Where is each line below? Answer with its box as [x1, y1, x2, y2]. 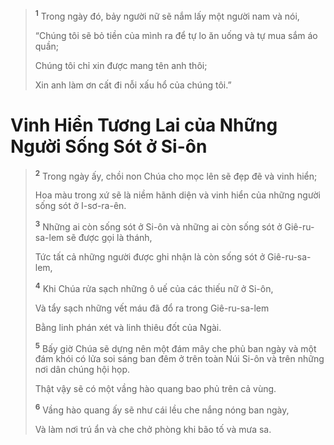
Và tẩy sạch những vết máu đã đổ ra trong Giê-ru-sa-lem [34, 302, 270, 314]
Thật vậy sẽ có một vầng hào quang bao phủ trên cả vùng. [34, 383, 277, 395]
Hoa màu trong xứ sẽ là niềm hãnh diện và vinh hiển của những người [34, 189, 321, 201]
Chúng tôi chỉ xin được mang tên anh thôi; [34, 59, 208, 71]
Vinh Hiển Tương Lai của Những [10, 114, 278, 136]
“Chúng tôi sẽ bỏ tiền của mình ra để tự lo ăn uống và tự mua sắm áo [34, 29, 318, 41]
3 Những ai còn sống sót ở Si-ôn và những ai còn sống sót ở [34, 219, 283, 233]
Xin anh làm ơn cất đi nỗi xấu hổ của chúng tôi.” [34, 79, 232, 91]
